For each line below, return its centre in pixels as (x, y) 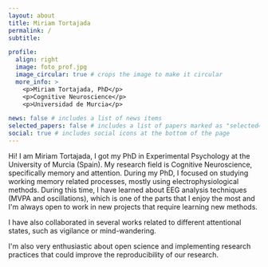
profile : (23, 53)
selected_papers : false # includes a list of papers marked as (116, 126)
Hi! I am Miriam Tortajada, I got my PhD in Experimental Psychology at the (129, 155)
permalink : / (30, 30)
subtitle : (25, 38)
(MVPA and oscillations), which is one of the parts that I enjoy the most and (132, 198)
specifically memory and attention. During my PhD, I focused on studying (128, 173)
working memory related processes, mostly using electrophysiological (124, 181)
